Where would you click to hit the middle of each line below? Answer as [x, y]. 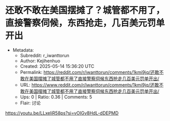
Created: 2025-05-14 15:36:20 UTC [57, 66]
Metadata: [23, 50]
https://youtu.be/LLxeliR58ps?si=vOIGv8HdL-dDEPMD [62, 113]
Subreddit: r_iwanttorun [45, 55]
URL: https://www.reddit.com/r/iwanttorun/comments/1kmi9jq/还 [87, 85]
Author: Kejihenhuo [40, 61]
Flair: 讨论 [30, 103]
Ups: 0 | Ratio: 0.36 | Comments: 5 [56, 97]
